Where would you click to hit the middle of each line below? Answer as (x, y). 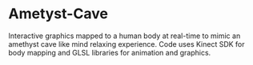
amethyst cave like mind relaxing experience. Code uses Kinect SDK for (127, 44)
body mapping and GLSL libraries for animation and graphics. (110, 52)
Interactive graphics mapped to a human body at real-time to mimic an (124, 36)
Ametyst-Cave (58, 14)
